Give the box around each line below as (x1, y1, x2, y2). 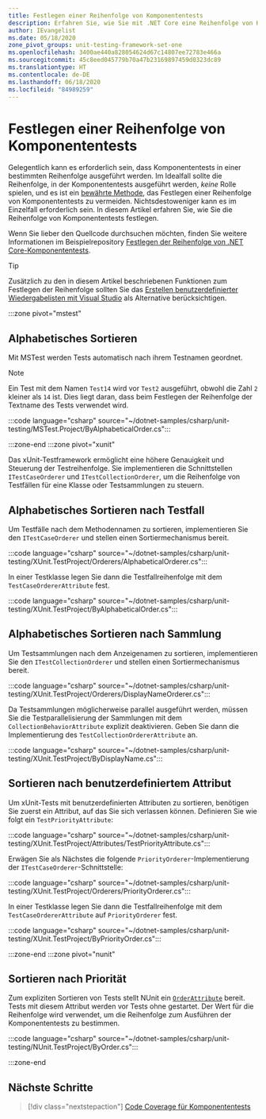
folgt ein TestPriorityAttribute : (8, 815, 113, 824)
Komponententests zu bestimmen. (8, 1018, 120, 1028)
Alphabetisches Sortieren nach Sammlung (8, 627, 222, 641)
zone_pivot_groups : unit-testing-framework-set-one (8, 41, 182, 49)
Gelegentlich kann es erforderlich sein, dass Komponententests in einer (8, 163, 241, 172)
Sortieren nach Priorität (8, 972, 127, 986)
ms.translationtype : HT (8, 64, 87, 71)
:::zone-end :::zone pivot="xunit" (8, 440, 116, 450)
